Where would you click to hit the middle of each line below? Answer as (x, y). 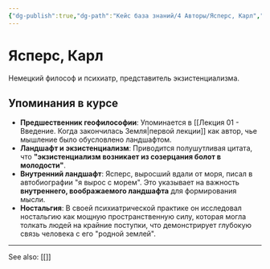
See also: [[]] (30, 257)
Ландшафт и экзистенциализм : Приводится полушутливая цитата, (136, 148)
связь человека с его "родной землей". (88, 234)
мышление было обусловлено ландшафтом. (96, 140)
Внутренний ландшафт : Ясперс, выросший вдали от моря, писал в (136, 174)
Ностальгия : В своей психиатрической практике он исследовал (131, 208)
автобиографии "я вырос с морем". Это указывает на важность (129, 183)
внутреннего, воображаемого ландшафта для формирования (128, 191)
